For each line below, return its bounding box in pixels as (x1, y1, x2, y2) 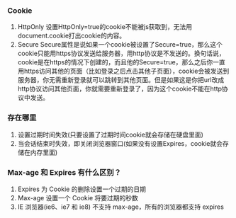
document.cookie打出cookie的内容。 (17, 31, 126, 40)
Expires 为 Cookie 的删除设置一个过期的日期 (17, 185, 147, 193)
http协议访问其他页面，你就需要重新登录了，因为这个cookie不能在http (17, 84, 222, 93)
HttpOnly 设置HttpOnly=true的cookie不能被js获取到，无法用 (17, 23, 193, 31)
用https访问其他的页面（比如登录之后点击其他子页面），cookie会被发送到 (17, 67, 230, 76)
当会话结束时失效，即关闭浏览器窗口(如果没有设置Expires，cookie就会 (17, 139, 223, 147)
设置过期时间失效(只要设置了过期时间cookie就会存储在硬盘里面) (17, 130, 204, 139)
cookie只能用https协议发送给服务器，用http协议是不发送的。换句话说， (17, 49, 225, 58)
